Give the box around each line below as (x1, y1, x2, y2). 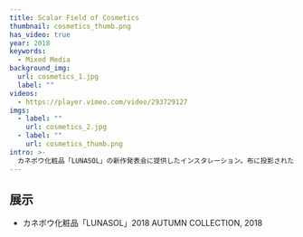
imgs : (9, 106, 30, 115)
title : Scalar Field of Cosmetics (9, 13, 140, 23)
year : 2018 (9, 38, 51, 48)
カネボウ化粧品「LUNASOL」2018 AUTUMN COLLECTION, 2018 (22, 218, 263, 229)
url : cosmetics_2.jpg (25, 123, 107, 132)
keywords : (9, 47, 47, 56)
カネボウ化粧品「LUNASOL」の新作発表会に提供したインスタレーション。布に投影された (17, 156, 295, 166)
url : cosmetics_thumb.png (25, 139, 124, 148)
